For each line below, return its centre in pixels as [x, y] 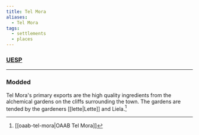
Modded [18, 82]
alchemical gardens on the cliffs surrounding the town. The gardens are [94, 101]
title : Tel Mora [26, 12]
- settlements [29, 34]
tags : [13, 28]
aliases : [17, 17]
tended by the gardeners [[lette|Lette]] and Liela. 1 [67, 108]
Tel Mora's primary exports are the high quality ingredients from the [89, 95]
